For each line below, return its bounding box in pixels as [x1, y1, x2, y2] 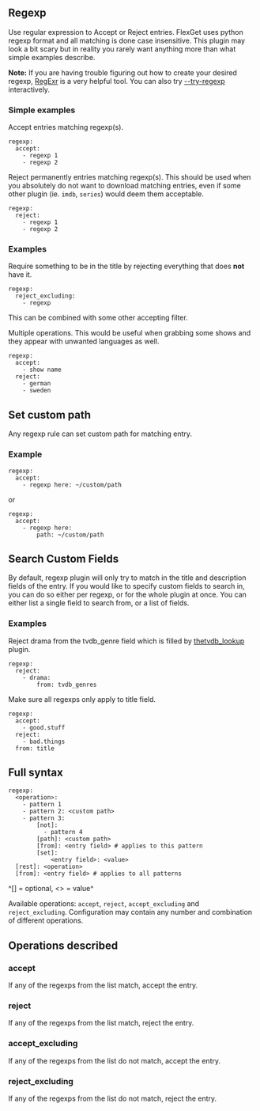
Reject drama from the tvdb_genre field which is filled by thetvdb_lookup [8, 636, 245, 646]
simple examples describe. [8, 52, 96, 62]
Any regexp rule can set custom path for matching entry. [8, 429, 192, 438]
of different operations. [8, 916, 84, 925]
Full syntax [8, 766, 63, 779]
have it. [8, 270, 32, 279]
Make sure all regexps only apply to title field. [8, 694, 156, 703]
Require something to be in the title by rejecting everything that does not [8, 261, 245, 271]
